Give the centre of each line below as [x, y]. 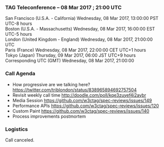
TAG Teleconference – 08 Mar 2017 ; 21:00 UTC [64, 7]
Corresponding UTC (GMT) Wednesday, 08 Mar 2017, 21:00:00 [70, 61]
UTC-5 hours [19, 34]
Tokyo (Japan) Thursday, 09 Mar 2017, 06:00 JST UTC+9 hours [71, 55]
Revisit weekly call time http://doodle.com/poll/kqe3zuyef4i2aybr [79, 95]
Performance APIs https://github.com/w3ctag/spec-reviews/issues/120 [85, 106]
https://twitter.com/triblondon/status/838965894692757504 [75, 90]
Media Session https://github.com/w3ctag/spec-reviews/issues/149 [82, 100]
